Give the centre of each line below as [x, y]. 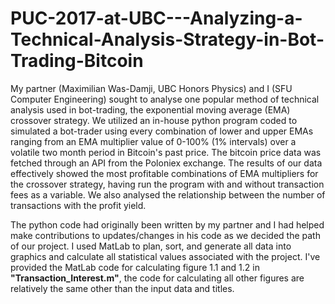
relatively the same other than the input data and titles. [122, 288]
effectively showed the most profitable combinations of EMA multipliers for [164, 173]
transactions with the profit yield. [78, 205]
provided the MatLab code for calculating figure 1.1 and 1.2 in [135, 267]
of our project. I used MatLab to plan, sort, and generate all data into [151, 246]
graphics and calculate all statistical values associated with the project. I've [165, 256]
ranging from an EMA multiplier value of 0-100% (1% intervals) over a [153, 141]
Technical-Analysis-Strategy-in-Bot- [167, 39]
